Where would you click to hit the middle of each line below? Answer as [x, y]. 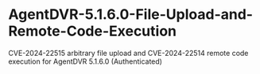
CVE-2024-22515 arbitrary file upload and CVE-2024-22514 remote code [128, 53]
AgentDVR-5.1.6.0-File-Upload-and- [130, 15]
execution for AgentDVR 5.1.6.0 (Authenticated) [85, 61]
